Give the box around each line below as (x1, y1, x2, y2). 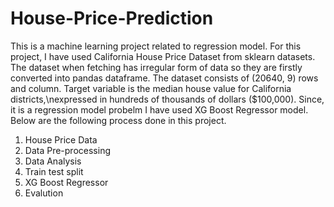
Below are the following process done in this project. (10, 114, 227, 126)
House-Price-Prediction (10, 7, 214, 30)
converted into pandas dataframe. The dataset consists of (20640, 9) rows (10, 72, 319, 84)
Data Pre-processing (24, 144, 111, 156)
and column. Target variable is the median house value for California (10, 82, 292, 94)
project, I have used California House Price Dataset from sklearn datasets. (10, 50, 316, 62)
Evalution (24, 187, 64, 199)
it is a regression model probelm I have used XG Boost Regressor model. (10, 103, 309, 116)
